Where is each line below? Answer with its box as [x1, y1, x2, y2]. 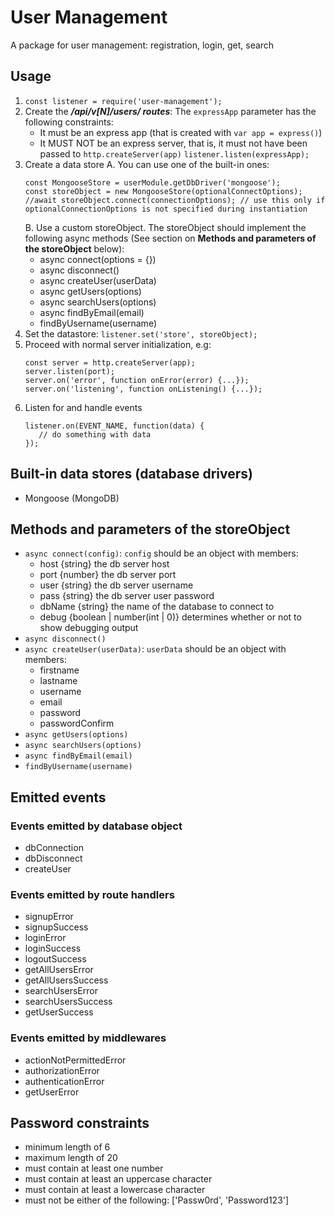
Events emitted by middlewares [10, 1031, 167, 1045]
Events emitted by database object [10, 819, 183, 833]
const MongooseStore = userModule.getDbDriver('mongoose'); [24, 177, 281, 188]
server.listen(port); [24, 366, 115, 376]
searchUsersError [24, 985, 98, 997]
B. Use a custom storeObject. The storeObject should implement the [24, 221, 307, 233]
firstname [39, 664, 80, 676]
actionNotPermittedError [24, 1054, 127, 1066]
